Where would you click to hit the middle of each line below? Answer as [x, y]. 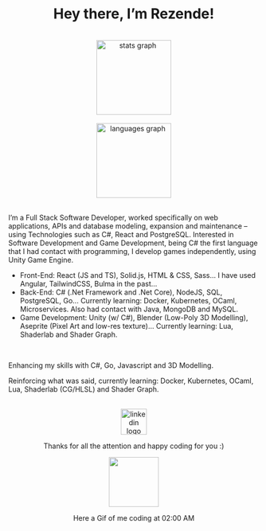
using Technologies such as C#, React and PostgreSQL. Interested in [121, 234]
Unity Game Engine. [41, 260]
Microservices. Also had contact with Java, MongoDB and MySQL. [129, 309]
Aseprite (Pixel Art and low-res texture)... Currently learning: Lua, [126, 326]
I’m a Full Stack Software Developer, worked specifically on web [113, 217]
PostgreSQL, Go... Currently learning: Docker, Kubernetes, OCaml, [128, 300]
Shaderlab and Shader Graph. [68, 334]
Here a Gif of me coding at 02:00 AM [134, 517]
